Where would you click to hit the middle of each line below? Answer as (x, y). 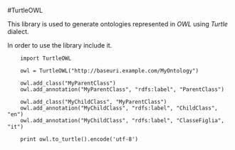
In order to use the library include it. (60, 45)
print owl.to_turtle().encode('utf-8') (79, 139)
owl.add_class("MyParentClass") (68, 83)
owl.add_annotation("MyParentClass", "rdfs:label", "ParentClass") (122, 90)
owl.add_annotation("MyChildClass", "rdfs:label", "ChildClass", (119, 108)
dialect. (18, 32)
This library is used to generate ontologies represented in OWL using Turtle (117, 24)
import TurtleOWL (46, 58)
